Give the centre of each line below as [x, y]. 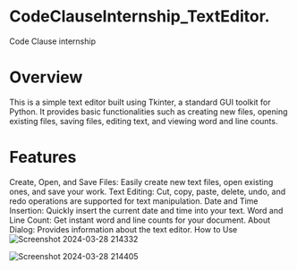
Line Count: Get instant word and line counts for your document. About [140, 220]
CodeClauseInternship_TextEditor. [140, 17]
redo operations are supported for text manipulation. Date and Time [134, 201]
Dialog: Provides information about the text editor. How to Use [123, 229]
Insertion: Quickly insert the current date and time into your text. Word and [146, 210]
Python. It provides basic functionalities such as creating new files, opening [148, 111]
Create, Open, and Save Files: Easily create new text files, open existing [141, 181]
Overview [46, 77]
